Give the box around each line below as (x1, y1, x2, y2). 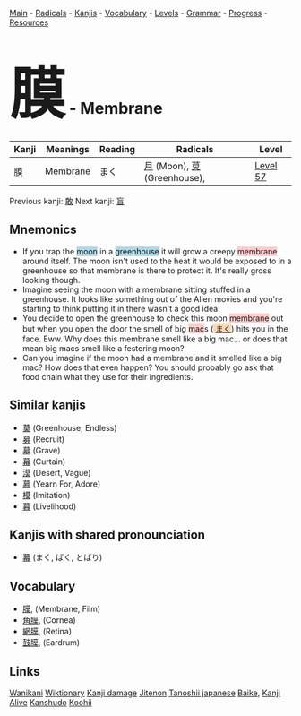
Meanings (46, 142, 90, 155)
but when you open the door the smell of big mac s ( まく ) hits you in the (21, 323, 288, 334)
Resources (9, 17, 49, 28)
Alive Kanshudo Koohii (9, 697, 92, 707)
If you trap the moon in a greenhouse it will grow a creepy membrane (21, 246, 278, 256)
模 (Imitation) (21, 489, 71, 500)
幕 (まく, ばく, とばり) (21, 552, 103, 563)
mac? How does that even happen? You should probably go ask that (21, 362, 275, 373)
